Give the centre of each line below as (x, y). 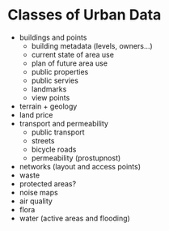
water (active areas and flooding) (74, 218)
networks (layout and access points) (80, 166)
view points (51, 97)
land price (36, 114)
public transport (58, 132)
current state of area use (73, 54)
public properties (60, 71)
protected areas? (48, 183)
